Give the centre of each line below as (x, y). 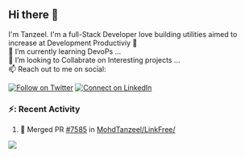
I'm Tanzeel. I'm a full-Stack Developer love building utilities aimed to (123, 34)
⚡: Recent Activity (44, 109)
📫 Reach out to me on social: (57, 68)
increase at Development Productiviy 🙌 (73, 43)
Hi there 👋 (33, 15)
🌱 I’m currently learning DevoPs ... (65, 51)
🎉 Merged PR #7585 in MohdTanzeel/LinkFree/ (98, 130)
